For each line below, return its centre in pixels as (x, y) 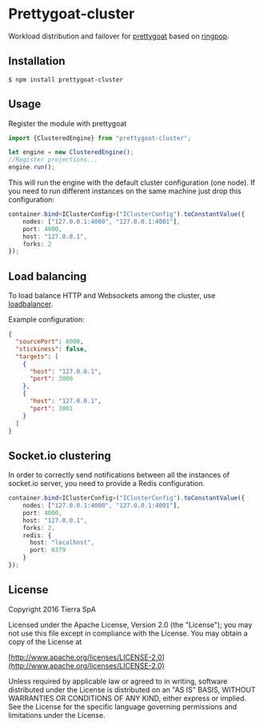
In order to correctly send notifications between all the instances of (119, 475)
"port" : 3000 (51, 379)
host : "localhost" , (62, 543)
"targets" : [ (37, 357)
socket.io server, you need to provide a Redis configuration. (107, 484)
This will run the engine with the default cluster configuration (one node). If (132, 183)
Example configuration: (47, 320)
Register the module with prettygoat (68, 123)
